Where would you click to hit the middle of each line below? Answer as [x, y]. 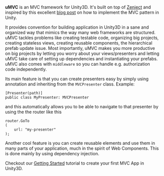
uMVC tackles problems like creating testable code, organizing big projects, [82, 38]
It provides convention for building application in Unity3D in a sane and [77, 27]
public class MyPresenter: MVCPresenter [47, 97]
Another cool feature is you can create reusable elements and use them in [80, 143]
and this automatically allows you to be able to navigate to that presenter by [82, 107]
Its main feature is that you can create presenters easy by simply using [77, 79]
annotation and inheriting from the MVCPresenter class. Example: [70, 84]
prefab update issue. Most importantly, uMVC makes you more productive [80, 48]
